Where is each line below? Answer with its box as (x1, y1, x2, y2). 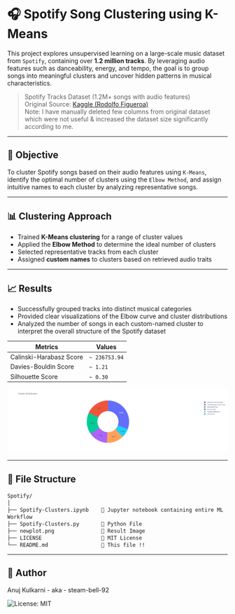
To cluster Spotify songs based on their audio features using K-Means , (7, 168, 207, 176)
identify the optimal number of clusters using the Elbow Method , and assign (7, 175, 222, 184)
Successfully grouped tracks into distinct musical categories (17, 305, 192, 313)
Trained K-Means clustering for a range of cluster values (17, 233, 183, 241)
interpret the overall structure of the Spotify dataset (17, 327, 166, 336)
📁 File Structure (7, 473, 76, 485)
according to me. (24, 122, 74, 130)
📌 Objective (7, 149, 59, 161)
